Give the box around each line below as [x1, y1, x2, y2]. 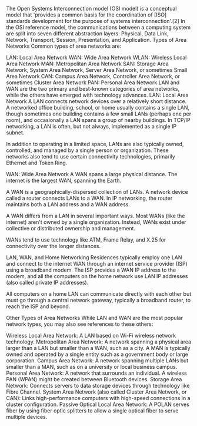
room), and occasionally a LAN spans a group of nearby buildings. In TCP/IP [6, 117, 191, 123]
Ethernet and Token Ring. [6, 159, 68, 166]
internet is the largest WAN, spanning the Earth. [6, 177, 122, 184]
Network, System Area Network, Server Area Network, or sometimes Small [6, 67, 188, 73]
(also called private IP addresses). [6, 279, 89, 286]
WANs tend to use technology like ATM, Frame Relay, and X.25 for [6, 236, 166, 243]
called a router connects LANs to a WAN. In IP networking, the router [6, 194, 173, 202]
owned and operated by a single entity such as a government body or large [6, 351, 189, 358]
